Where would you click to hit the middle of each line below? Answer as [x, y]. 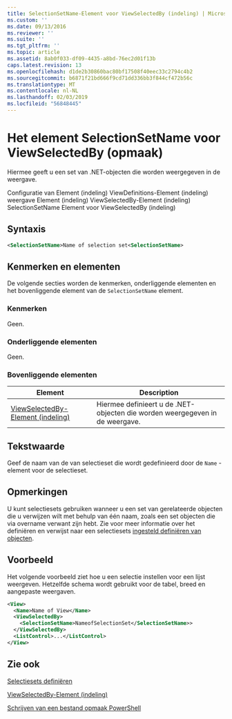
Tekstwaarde [36, 446]
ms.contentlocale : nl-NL [43, 91]
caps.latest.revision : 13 [44, 65]
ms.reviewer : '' [30, 33]
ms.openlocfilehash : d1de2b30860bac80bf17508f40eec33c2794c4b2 [100, 71]
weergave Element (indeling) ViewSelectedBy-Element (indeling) [99, 200]
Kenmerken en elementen [64, 266]
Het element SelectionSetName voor [114, 138]
